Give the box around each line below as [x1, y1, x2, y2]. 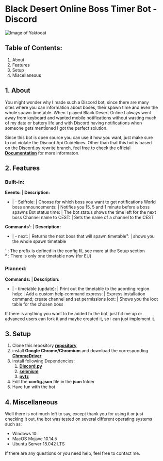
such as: [5, 421, 22, 427]
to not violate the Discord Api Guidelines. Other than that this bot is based [5, 139, 152, 145]
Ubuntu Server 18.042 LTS [12, 441, 65, 447]
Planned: [5, 265, 27, 272]
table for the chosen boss [12, 301, 64, 307]
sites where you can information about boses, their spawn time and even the [5, 104, 158, 110]
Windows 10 [12, 431, 37, 437]
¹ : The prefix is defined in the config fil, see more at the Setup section [5, 248, 145, 254]
